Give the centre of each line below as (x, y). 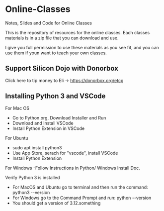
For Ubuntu (17, 138)
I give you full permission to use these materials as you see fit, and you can (82, 47)
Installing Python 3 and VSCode (55, 96)
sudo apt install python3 (37, 147)
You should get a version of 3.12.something (56, 203)
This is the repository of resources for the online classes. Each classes (78, 32)
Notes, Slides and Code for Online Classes (48, 23)
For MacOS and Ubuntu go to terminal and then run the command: (80, 187)
